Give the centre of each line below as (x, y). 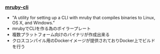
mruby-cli (17, 7)
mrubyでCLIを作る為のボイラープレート (51, 28)
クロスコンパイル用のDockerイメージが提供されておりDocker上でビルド (84, 40)
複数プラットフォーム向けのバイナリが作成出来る (61, 35)
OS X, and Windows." (33, 23)
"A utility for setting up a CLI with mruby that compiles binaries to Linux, (84, 18)
